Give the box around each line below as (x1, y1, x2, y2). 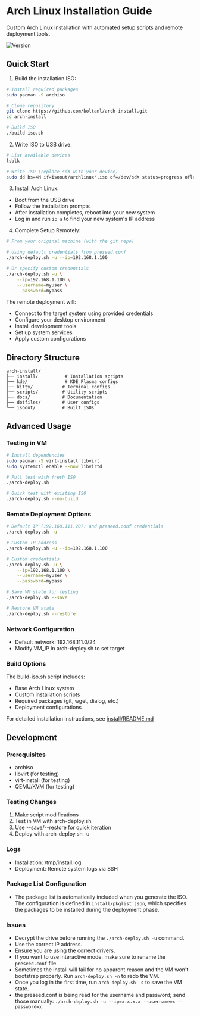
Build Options (6, 659, 46, 668)
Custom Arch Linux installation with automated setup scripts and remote (6, 24, 183, 31)
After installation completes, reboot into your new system (14, 209, 155, 216)
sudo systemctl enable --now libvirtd (6, 463, 102, 469)
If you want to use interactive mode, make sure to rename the (14, 953, 165, 961)
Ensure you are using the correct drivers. (14, 947, 115, 954)
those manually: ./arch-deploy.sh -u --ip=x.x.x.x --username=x (14, 998, 176, 1005)
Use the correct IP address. (14, 941, 82, 948)
